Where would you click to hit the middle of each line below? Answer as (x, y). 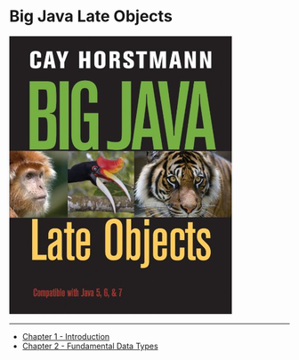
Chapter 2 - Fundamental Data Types (90, 346)
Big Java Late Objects (91, 16)
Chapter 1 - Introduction (66, 336)
